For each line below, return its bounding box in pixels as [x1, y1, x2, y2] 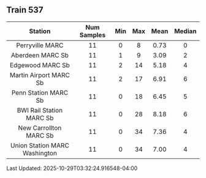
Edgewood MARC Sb [9, 61, 71, 69]
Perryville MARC [16, 41, 64, 50]
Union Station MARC [10, 141, 69, 149]
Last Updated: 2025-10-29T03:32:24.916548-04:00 [6, 165, 138, 172]
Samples [79, 31, 106, 39]
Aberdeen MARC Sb [11, 51, 69, 59]
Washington [22, 149, 57, 157]
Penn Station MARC [11, 88, 69, 97]
